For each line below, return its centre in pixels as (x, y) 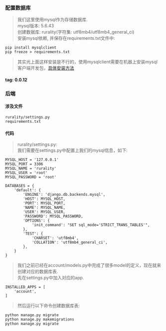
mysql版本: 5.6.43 (36, 26)
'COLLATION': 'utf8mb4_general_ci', (70, 243)
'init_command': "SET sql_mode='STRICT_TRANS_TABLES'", (91, 225)
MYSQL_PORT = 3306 (24, 164)
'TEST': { (33, 234)
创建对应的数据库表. (38, 271)
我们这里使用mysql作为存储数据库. (52, 20)
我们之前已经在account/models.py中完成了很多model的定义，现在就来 (89, 265)
